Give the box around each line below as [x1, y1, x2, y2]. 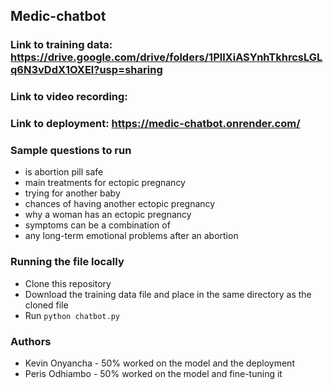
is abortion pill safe [24, 166, 104, 178]
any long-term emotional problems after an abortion [24, 230, 239, 242]
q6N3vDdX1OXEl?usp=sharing [10, 63, 163, 77]
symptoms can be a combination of [24, 219, 171, 231]
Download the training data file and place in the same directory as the [24, 288, 312, 300]
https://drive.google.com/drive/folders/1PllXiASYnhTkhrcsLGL [10, 50, 323, 64]
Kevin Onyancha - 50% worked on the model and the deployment [24, 357, 295, 369]
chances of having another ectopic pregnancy [24, 198, 216, 210]
